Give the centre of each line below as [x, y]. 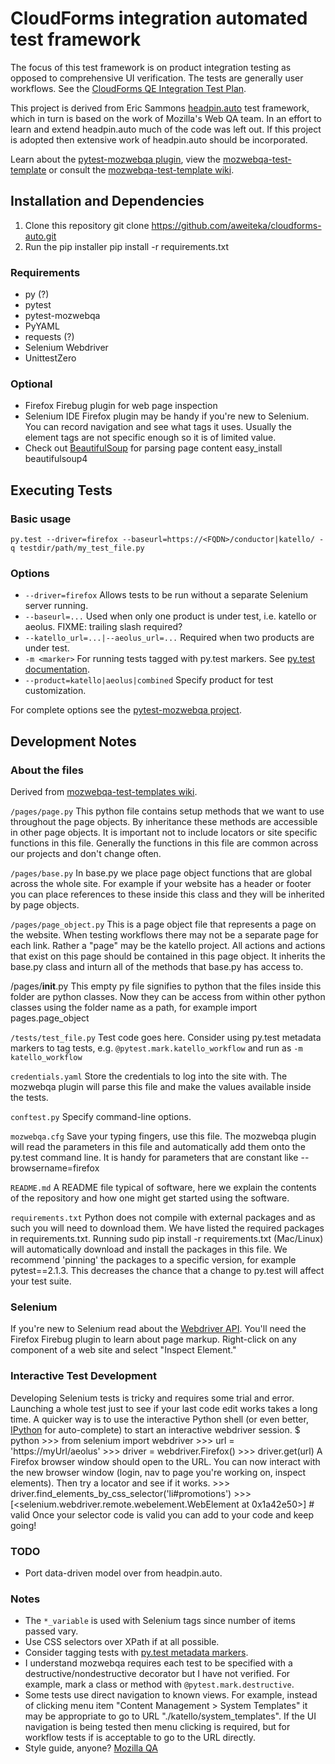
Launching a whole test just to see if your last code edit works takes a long [164, 1408]
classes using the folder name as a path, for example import [134, 1008]
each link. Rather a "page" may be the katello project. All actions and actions [168, 946]
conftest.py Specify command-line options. [101, 1117]
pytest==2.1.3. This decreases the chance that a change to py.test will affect [167, 1271]
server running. [56, 606]
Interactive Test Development [84, 1376]
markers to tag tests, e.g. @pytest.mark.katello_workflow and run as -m [156, 1048]
